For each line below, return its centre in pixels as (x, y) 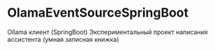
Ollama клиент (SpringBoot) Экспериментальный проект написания (107, 32)
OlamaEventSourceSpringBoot (98, 13)
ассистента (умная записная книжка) (63, 39)
